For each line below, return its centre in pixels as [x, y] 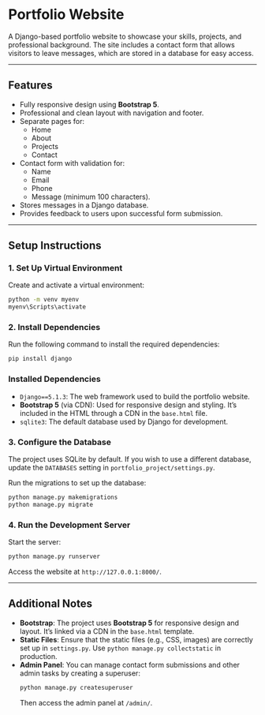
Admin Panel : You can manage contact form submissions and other [130, 664]
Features [30, 86]
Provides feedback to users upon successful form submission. [121, 213]
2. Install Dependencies [54, 328]
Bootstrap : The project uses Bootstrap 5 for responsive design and [129, 623]
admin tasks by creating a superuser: [80, 673]
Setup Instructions [55, 246]
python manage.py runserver [54, 556]
